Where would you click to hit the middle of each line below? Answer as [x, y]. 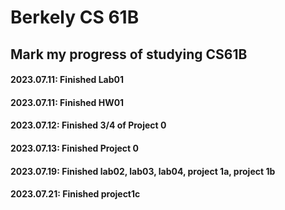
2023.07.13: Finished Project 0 [74, 148]
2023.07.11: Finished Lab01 [67, 80]
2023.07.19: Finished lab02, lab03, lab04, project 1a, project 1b [143, 171]
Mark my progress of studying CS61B [129, 54]
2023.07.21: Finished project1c [75, 194]
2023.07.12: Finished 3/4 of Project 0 [88, 125]
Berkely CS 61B [75, 17]
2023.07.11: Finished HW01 [67, 102]
